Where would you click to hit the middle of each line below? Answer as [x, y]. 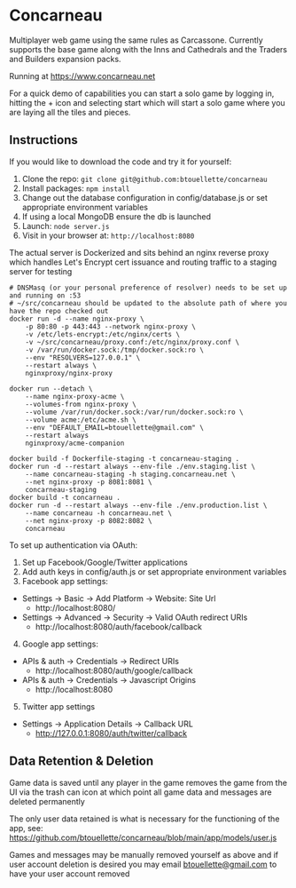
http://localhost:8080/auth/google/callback [114, 670]
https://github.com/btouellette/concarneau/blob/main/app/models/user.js [143, 837]
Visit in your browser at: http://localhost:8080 [108, 235]
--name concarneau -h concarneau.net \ [99, 513]
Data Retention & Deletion [82, 761]
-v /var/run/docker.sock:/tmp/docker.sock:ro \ [114, 350]
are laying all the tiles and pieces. [70, 112]
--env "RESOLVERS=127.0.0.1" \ [83, 357]
